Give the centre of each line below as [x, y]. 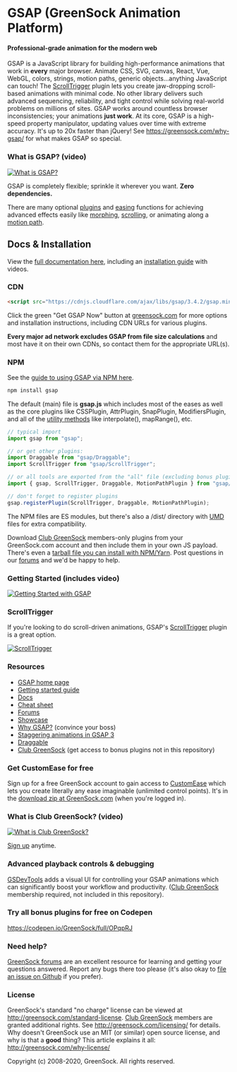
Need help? [27, 946]
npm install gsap [33, 390]
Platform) [35, 28]
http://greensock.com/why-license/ [59, 1048]
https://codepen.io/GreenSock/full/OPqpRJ [70, 928]
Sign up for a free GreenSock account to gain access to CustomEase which [117, 783]
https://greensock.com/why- [188, 131]
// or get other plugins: [45, 451]
